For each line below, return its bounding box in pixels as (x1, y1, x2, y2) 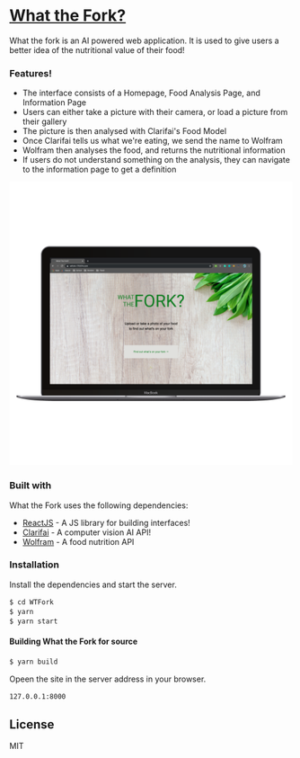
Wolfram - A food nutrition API (22, 536, 135, 547)
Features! (9, 67, 52, 79)
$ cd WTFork (9, 597, 54, 607)
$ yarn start (9, 617, 58, 626)
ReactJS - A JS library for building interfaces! (22, 517, 190, 528)
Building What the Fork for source (9, 636, 138, 647)
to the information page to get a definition (22, 164, 177, 175)
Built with (9, 479, 52, 492)
